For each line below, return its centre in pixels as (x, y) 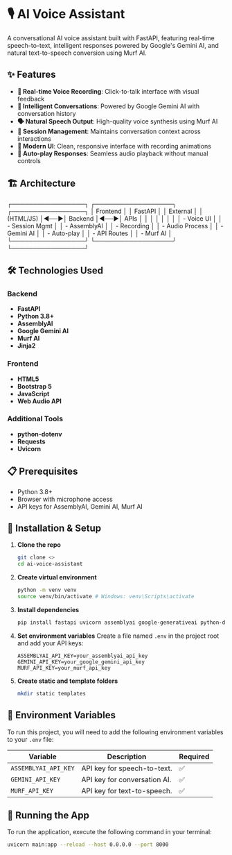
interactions (34, 138)
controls (29, 160)
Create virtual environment (57, 577)
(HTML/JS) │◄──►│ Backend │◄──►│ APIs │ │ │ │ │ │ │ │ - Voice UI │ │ (115, 218)
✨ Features (32, 75)
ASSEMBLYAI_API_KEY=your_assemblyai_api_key (82, 656)
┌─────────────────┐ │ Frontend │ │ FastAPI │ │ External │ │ (105, 211)
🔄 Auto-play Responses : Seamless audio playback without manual (113, 153)
